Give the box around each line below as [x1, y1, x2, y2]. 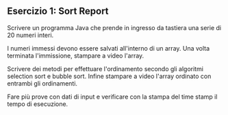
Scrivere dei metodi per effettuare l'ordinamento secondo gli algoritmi [7, 64, 204, 73]
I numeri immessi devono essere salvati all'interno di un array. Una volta [7, 44, 210, 52]
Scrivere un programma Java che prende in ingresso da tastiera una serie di [7, 23, 221, 31]
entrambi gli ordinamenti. [7, 79, 77, 88]
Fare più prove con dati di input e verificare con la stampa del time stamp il [7, 92, 218, 101]
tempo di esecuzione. [7, 99, 68, 108]
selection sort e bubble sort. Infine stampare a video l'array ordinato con [7, 72, 212, 80]
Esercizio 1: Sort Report [7, 5, 109, 17]
